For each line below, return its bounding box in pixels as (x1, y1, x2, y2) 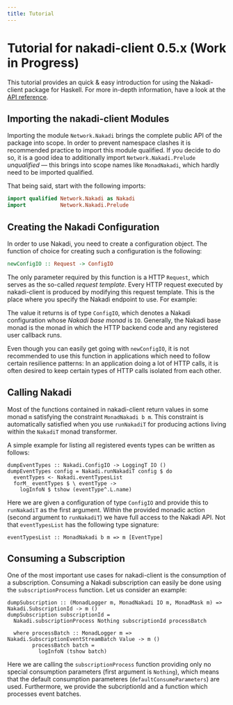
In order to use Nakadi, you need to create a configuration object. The (7, 239, 207, 248)
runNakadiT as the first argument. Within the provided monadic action (7, 505, 205, 514)
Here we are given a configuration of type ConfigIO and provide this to (7, 498, 209, 507)
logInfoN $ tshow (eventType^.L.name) (19, 486, 132, 493)
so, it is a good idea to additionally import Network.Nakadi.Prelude (7, 154, 196, 162)
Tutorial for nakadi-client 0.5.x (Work (7, 40, 227, 56)
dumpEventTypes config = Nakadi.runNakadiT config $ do (7, 468, 172, 475)
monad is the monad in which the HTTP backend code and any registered (7, 323, 218, 331)
